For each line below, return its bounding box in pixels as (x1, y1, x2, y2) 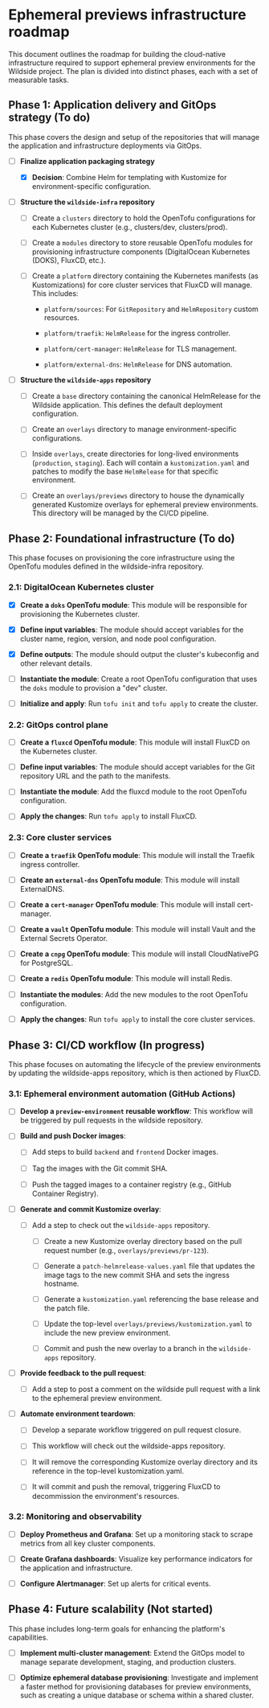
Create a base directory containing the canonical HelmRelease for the (31, 392, 261, 401)
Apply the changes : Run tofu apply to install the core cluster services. (19, 1015, 255, 1024)
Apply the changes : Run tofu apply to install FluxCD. (19, 811, 198, 821)
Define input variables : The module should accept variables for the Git (19, 762, 255, 772)
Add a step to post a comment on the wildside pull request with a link (31, 1385, 261, 1394)
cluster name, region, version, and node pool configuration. (19, 634, 217, 643)
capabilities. (8, 1632, 48, 1642)
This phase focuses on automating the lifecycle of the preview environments (8, 1060, 261, 1070)
